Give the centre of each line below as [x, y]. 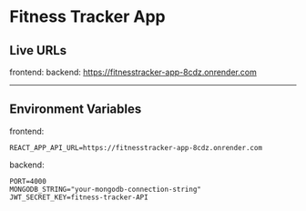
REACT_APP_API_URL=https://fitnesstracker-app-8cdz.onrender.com [136, 147]
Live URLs [38, 50]
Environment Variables [76, 110]
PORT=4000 [28, 181]
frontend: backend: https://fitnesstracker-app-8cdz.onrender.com [133, 72]
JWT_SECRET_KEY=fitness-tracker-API [79, 197]
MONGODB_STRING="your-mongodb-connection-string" [106, 189]
